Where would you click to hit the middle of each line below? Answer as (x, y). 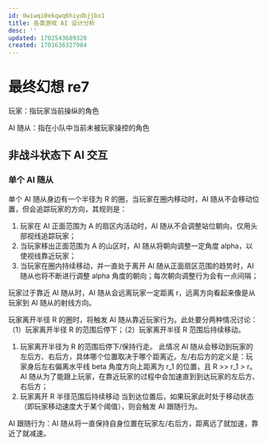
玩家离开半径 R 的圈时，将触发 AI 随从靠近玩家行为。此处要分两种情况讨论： (133, 319)
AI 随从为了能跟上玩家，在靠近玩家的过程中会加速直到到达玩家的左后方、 (139, 376)
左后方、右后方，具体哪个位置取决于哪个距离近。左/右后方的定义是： (133, 356)
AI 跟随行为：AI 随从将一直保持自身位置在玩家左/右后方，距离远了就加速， (130, 423)
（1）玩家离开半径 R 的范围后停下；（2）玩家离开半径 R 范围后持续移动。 (127, 329)
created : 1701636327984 (48, 45)
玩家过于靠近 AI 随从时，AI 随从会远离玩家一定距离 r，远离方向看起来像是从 (132, 293)
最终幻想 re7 (49, 87)
